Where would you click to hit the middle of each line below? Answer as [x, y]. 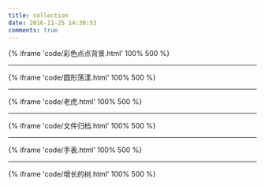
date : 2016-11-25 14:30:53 [52, 23]
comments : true [33, 30]
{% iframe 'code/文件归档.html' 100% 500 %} [82, 126]
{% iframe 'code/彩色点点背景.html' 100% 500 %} [89, 54]
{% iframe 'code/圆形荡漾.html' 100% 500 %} [82, 78]
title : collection [38, 15]
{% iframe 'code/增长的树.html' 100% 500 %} [82, 174]
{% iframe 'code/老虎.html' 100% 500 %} [75, 102]
